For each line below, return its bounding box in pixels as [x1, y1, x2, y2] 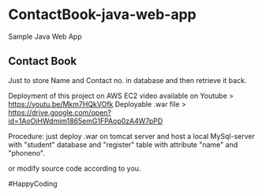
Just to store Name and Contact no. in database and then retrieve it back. [8, 75, 247, 85]
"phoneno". [8, 148, 46, 157]
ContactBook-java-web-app [8, 6, 196, 24]
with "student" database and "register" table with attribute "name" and [8, 140, 238, 149]
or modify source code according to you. [8, 164, 141, 173]
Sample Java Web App [8, 32, 82, 41]
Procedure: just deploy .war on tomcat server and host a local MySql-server [8, 131, 255, 141]
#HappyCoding [8, 179, 58, 188]
